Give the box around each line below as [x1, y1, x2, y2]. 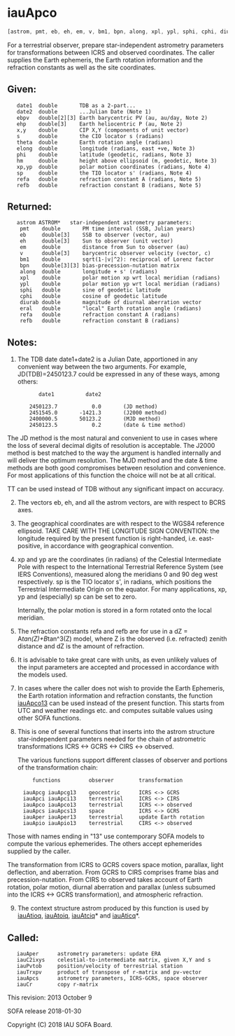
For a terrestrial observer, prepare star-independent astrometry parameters [7, 41, 224, 49]
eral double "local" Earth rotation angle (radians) [20, 305, 201, 313]
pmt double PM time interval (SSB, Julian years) [20, 226, 196, 233]
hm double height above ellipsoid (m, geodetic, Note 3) [16, 157, 218, 164]
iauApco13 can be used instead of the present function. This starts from [17, 699, 225, 707]
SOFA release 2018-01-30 [7, 1007, 82, 1016]
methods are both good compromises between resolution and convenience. [7, 464, 226, 472]
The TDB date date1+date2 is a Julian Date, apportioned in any [17, 355, 198, 364]
